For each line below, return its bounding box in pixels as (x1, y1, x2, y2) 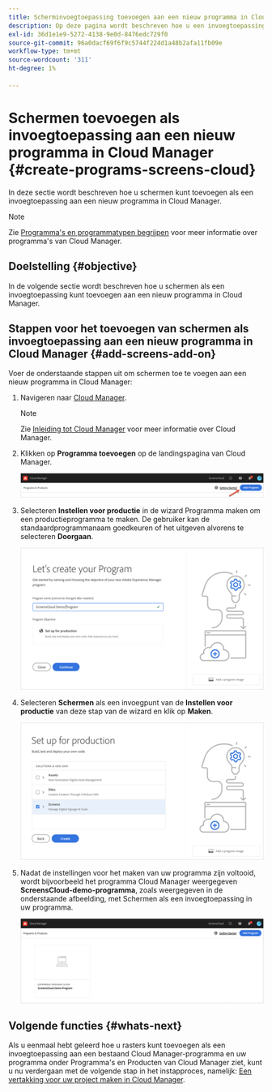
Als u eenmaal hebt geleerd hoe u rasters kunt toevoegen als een (8, 1040, 226, 1050)
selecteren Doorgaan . (19, 532, 94, 542)
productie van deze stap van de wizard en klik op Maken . (19, 706, 213, 716)
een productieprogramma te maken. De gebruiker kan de (19, 515, 210, 525)
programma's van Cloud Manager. (8, 236, 123, 246)
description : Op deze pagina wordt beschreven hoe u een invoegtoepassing (8, 21, 266, 30)
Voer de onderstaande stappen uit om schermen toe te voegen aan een (8, 369, 247, 379)
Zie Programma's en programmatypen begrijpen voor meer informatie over (8, 227, 257, 237)
